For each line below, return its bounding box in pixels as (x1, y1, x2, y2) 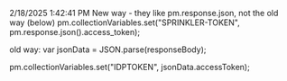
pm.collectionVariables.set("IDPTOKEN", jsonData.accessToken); (9, 62, 250, 72)
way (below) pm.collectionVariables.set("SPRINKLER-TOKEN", (9, 17, 241, 28)
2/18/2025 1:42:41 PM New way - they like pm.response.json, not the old (9, 8, 279, 18)
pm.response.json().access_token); (9, 27, 141, 37)
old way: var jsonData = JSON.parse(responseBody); (9, 44, 207, 55)
